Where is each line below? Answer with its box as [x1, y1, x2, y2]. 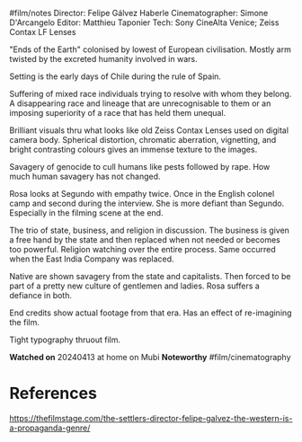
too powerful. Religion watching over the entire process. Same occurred [9, 244, 276, 254]
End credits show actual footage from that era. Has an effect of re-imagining [9, 307, 292, 318]
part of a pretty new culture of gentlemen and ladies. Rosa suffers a [9, 280, 261, 291]
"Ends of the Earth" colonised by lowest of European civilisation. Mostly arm [9, 44, 292, 55]
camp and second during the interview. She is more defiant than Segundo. [9, 198, 285, 208]
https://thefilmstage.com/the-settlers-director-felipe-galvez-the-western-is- [9, 412, 293, 423]
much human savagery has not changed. [9, 171, 161, 181]
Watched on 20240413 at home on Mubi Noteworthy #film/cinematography [9, 352, 291, 362]
